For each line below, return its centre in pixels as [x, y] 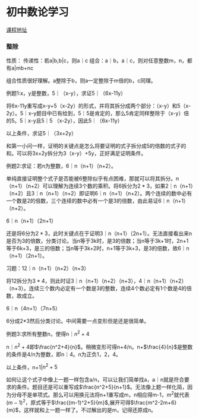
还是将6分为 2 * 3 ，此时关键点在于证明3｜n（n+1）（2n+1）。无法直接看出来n [99, 234]
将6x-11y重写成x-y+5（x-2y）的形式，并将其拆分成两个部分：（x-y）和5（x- [99, 106]
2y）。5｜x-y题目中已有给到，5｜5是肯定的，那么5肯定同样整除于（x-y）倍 [97, 113]
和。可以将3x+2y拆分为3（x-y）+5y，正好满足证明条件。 [76, 153]
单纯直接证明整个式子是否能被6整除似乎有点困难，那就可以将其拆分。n [93, 179]
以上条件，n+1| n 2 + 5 [32, 367]
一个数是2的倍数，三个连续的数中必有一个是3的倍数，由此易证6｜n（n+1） [97, 201]
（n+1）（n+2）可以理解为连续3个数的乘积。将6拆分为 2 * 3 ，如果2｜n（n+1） [100, 186]
